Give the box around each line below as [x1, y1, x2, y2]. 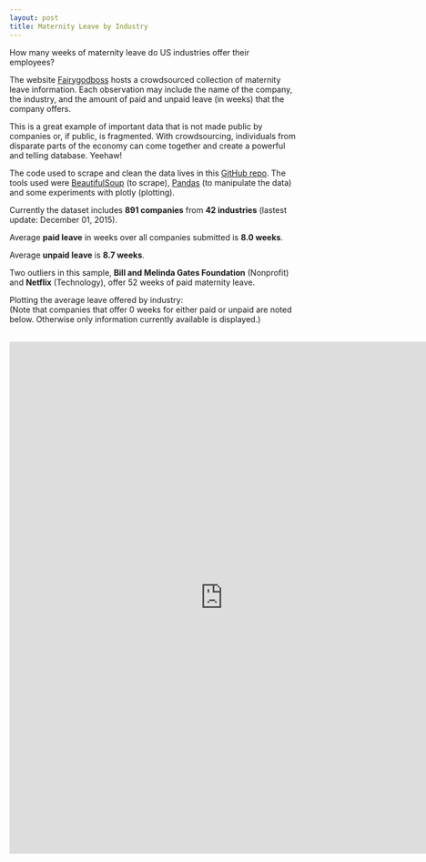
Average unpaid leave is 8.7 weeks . [9, 249, 146, 260]
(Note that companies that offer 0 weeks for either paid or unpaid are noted [9, 304, 293, 315]
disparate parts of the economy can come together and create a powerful [9, 140, 286, 151]
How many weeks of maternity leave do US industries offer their [9, 46, 250, 57]
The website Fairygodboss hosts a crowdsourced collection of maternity [9, 74, 281, 85]
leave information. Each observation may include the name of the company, [9, 84, 293, 95]
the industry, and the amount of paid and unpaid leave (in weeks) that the [9, 93, 285, 105]
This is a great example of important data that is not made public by [9, 120, 263, 132]
